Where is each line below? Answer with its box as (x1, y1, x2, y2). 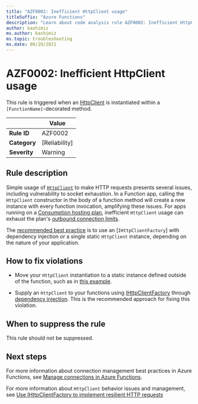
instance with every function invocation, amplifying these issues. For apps (6, 203, 186, 210)
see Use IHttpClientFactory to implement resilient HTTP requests (6, 391, 163, 398)
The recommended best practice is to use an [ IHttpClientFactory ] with (6, 226, 180, 233)
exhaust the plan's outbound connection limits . (6, 215, 120, 222)
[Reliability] (41, 138, 74, 147)
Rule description (6, 168, 68, 178)
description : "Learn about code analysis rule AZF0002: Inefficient (6, 19, 178, 25)
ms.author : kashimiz (6, 31, 57, 37)
